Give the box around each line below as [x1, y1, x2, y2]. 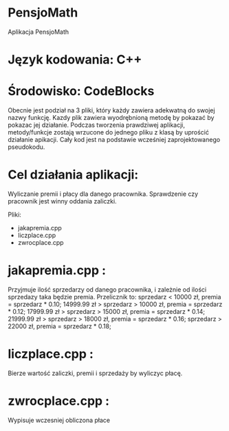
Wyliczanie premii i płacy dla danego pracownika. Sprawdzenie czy [8, 190, 199, 198]
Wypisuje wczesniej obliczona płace [8, 416, 111, 424]
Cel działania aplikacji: [8, 167, 139, 183]
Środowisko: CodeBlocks [8, 83, 155, 99]
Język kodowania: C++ [8, 52, 142, 68]
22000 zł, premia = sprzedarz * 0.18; [8, 322, 112, 330]
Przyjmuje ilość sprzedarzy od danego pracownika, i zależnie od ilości [8, 285, 207, 294]
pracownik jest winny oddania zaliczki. [8, 197, 117, 205]
